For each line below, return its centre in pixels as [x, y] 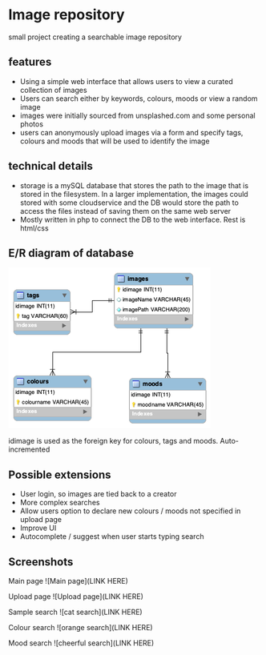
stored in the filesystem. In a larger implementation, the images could [134, 194]
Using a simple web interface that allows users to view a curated [127, 81]
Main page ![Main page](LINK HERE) [68, 581]
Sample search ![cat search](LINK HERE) [75, 612]
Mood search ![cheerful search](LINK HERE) [81, 643]
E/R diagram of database [71, 253]
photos [32, 124]
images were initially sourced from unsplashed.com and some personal [137, 115]
